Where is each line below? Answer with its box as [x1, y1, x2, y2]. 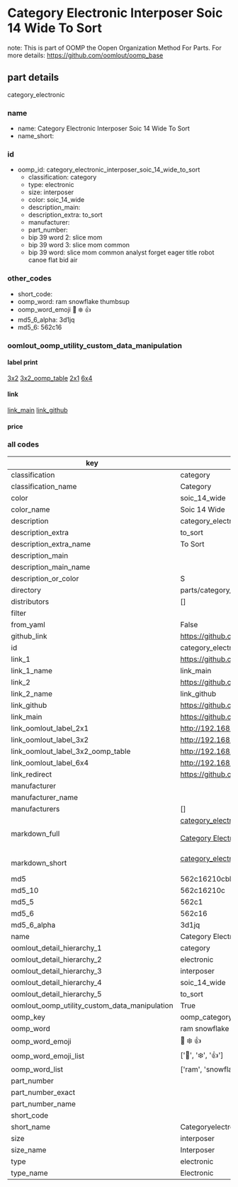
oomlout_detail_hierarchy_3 [11, 966, 102, 976]
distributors [11, 597, 50, 607]
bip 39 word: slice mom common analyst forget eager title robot [28, 248, 215, 257]
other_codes [7, 274, 52, 283]
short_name [11, 1122, 51, 1132]
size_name [11, 1144, 47, 1154]
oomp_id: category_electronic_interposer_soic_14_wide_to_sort [17, 165, 200, 174]
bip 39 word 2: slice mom [28, 233, 103, 242]
